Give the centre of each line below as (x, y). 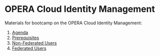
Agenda (20, 32)
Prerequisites (25, 38)
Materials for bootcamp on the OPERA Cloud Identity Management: (74, 23)
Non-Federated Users (34, 43)
